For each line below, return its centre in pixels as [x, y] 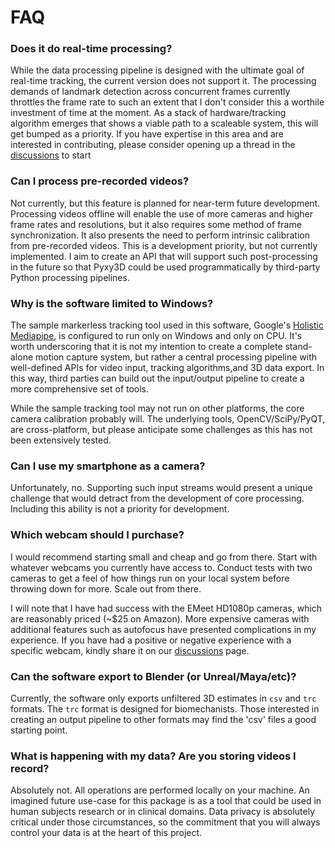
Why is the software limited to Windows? [112, 303]
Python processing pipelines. [70, 277]
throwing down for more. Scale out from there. [106, 588]
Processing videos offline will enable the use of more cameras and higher [162, 213]
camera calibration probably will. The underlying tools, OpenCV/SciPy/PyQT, [168, 419]
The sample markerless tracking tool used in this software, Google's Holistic [167, 325]
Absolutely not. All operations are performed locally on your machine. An [160, 790]
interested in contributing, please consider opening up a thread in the [153, 145]
